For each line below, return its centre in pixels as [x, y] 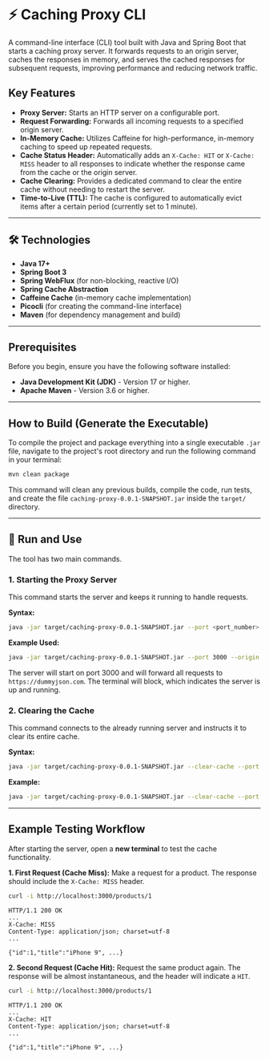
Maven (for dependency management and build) [100, 314]
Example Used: [34, 643]
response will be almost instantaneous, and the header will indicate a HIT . [129, 976]
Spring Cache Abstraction [64, 289]
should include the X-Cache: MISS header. [76, 881]
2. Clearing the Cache [51, 710]
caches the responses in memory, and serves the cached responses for [127, 59]
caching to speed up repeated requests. [86, 146]
